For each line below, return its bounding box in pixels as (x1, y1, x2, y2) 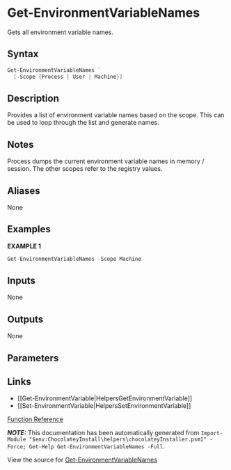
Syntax (7, 48, 39, 60)
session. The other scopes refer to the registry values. (7, 165, 163, 173)
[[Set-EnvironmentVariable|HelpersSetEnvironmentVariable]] (17, 402, 191, 410)
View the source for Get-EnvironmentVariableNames (7, 455, 158, 464)
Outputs (7, 313, 44, 325)
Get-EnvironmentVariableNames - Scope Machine (7, 255, 141, 262)
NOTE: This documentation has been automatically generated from (7, 429, 200, 437)
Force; (7, 444, 26, 450)
